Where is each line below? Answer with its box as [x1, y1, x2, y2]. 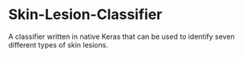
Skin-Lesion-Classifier [8, 6, 163, 24]
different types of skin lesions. [8, 40, 108, 49]
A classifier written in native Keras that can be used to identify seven [8, 32, 235, 41]
